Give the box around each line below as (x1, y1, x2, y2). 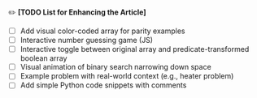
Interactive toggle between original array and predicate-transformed (20, 45, 250, 54)
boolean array (20, 53, 68, 63)
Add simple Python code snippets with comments (20, 80, 187, 90)
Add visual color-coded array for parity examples (20, 26, 185, 36)
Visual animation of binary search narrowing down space (20, 62, 211, 72)
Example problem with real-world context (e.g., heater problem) (20, 71, 234, 81)
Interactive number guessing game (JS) (20, 36, 153, 45)
